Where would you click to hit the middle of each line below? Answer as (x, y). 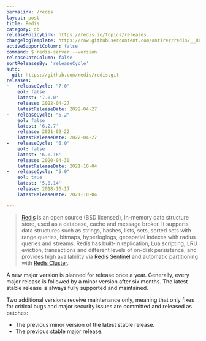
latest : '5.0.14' (40, 183)
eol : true (30, 178)
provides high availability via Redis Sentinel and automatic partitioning (109, 256)
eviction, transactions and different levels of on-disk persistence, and (109, 250)
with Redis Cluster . (45, 263)
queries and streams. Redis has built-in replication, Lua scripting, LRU (109, 243)
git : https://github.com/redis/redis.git (66, 75)
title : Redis (23, 23)
